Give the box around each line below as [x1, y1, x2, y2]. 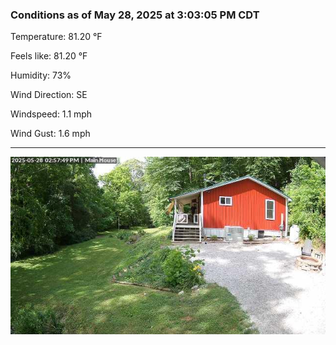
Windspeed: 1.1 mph [10, 108, 93, 120]
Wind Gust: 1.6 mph [10, 128, 91, 140]
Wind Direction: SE [10, 89, 88, 101]
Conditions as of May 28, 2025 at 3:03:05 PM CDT [10, 8, 260, 22]
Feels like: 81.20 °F [10, 50, 88, 62]
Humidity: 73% [10, 69, 72, 82]
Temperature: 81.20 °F [10, 31, 103, 43]
